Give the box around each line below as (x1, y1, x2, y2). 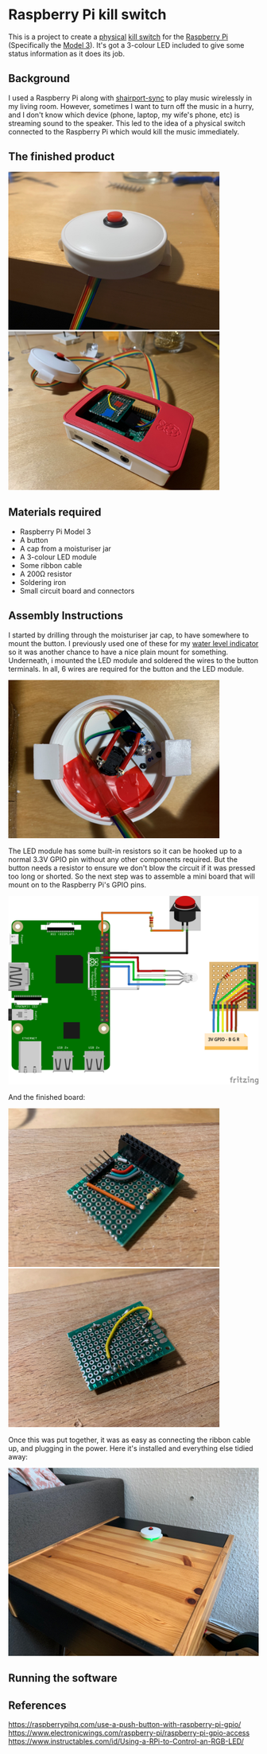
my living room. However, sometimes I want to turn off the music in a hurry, (8, 101, 254, 111)
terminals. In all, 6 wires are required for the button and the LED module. (8, 664, 245, 673)
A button (19, 535, 48, 544)
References (8, 1698, 67, 1712)
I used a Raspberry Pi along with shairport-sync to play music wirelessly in (8, 93, 253, 103)
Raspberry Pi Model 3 (19, 527, 91, 536)
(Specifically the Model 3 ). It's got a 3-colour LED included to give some (8, 40, 245, 49)
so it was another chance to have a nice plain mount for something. (8, 647, 229, 657)
